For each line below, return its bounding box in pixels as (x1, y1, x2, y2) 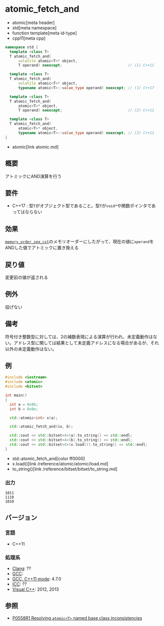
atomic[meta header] (12, 20, 55, 25)
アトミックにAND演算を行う (5, 173, 62, 179)
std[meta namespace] (12, 24, 57, 30)
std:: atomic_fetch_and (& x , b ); (9, 424, 73, 429)
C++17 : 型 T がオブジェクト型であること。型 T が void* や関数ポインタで (12, 203, 152, 209)
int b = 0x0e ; (9, 407, 38, 411)
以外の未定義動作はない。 (5, 346, 57, 352)
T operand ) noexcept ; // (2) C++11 (18, 108, 154, 113)
